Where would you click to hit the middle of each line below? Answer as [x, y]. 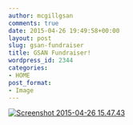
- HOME [19, 75]
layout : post [30, 38]
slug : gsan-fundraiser [46, 46]
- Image [21, 90]
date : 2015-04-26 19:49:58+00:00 [64, 30]
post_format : [30, 83]
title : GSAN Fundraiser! [50, 53]
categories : [28, 68]
